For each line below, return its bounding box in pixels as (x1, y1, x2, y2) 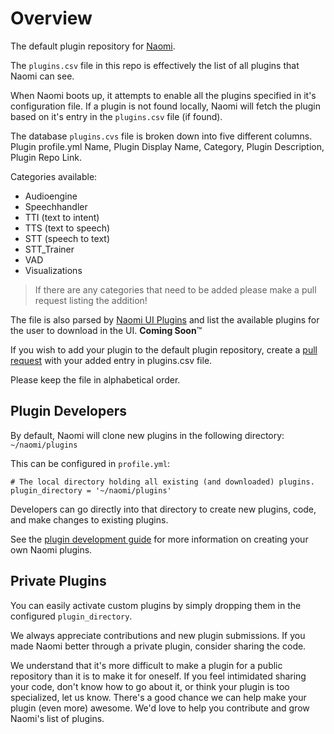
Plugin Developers (10, 403, 128, 420)
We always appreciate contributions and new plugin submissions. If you (10, 629, 306, 641)
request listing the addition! (34, 294, 148, 306)
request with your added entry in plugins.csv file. (10, 354, 213, 366)
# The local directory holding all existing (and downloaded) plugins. (10, 477, 315, 487)
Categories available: (10, 170, 98, 182)
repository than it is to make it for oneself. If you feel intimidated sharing (10, 670, 307, 682)
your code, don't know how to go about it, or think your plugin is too (10, 680, 290, 692)
